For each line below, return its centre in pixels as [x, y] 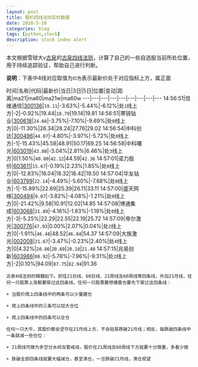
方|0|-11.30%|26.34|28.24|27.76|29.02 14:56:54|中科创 [74, 128]
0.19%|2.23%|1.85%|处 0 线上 [85, 166]
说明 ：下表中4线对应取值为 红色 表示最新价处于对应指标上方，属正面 [88, 78]
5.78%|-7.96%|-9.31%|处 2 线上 [89, 256]
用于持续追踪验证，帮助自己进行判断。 [53, 65]
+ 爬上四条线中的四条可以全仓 [38, 318]
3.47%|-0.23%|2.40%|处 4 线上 [90, 241]
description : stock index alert [46, 40]
